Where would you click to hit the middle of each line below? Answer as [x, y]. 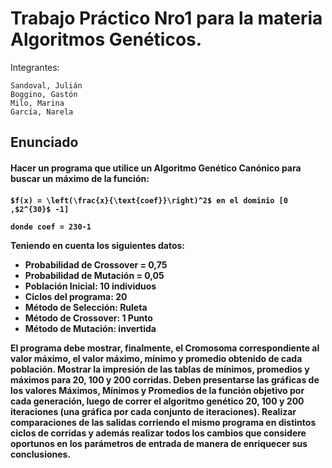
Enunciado [44, 142]
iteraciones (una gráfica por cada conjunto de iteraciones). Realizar [153, 411]
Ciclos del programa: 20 [76, 296]
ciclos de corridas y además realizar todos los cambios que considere [158, 433]
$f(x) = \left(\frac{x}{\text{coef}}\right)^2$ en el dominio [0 [149, 200]
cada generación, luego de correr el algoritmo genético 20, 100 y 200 [157, 401]
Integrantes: [35, 67]
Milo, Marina [37, 103]
